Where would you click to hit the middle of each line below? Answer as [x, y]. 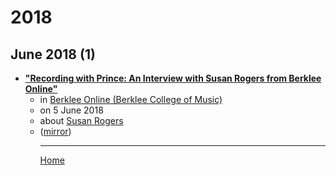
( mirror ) [55, 131]
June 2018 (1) [53, 54]
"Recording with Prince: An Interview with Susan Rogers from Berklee [173, 78]
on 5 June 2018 [71, 110]
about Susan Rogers [81, 120]
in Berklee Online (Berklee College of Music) [131, 99]
